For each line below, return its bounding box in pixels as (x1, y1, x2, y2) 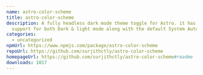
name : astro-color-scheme (6, 8, 71, 15)
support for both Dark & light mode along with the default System (11, 25, 185, 32)
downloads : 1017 (6, 59, 47, 65)
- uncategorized (11, 37, 53, 43)
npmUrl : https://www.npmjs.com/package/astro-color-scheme (6, 43, 158, 49)
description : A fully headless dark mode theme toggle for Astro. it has (6, 20, 196, 26)
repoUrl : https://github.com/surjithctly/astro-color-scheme (6, 48, 164, 54)
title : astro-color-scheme (6, 15, 74, 21)
